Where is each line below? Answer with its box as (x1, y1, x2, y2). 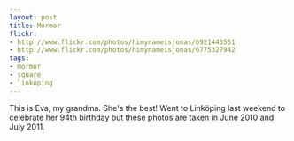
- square (9, 70, 42, 79)
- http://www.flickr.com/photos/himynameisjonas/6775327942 (9, 46, 236, 55)
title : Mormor (9, 21, 62, 30)
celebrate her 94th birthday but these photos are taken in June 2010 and (9, 112, 275, 122)
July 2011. (9, 121, 46, 132)
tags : (9, 54, 29, 63)
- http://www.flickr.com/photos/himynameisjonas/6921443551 (9, 37, 236, 47)
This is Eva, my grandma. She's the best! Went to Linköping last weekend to (9, 102, 286, 113)
